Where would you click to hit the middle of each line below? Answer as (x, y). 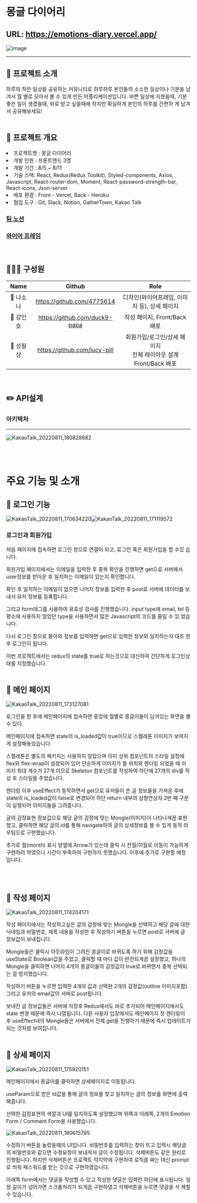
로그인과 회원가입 (29, 535)
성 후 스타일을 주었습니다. (35, 778)
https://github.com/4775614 (75, 301)
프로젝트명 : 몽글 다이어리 (43, 153)
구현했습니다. (41, 832)
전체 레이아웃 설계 (155, 355)
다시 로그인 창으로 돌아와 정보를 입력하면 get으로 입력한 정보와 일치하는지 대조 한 (98, 636)
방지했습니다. (33, 974)
